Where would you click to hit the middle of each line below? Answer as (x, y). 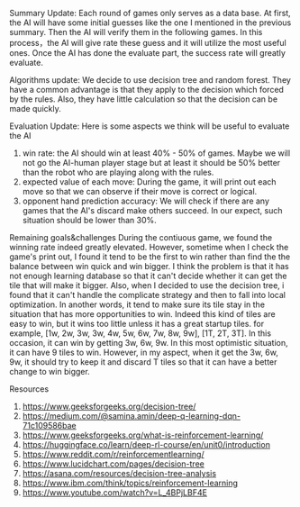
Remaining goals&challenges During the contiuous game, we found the (141, 237)
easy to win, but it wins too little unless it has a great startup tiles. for (136, 324)
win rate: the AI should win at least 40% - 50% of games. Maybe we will (156, 153)
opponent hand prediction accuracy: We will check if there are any (146, 201)
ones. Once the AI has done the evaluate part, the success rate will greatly (148, 53)
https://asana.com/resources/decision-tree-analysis (119, 473)
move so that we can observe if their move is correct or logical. (140, 191)
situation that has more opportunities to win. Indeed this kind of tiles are (143, 314)
